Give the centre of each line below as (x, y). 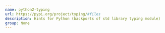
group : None (17, 23)
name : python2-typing (27, 9)
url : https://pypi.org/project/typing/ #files (53, 14)
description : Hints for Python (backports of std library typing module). (84, 18)
